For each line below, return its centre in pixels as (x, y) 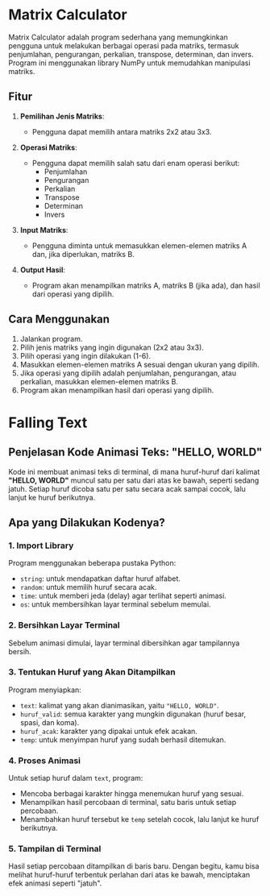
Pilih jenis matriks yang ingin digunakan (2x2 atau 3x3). (112, 347)
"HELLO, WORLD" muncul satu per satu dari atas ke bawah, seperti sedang (134, 480)
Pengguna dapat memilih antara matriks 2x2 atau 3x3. (122, 131)
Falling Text (48, 423)
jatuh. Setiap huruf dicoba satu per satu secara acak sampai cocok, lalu (127, 488)
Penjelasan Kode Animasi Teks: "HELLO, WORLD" (135, 452)
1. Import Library (41, 545)
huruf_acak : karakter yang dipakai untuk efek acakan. (108, 731)
